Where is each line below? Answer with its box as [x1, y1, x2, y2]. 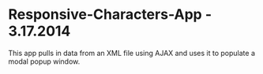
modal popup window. [8, 57, 81, 66]
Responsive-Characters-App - [8, 6, 212, 24]
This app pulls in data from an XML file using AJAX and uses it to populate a [8, 48, 255, 57]
